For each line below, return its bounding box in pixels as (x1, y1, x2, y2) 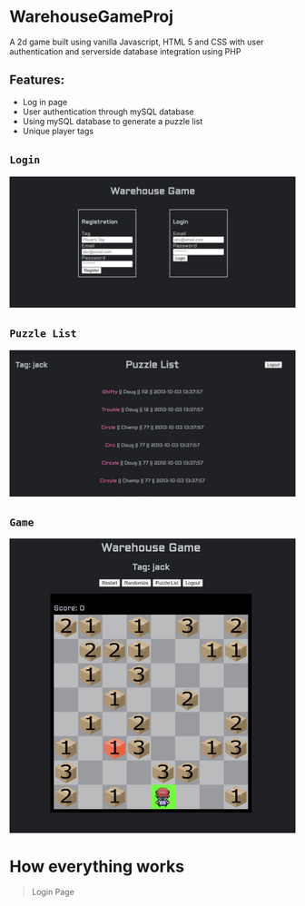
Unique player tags (22, 125, 93, 136)
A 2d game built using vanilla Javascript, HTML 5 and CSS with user (9, 36, 264, 47)
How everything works (9, 856, 184, 877)
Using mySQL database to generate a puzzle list (22, 115, 203, 126)
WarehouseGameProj (9, 6, 174, 27)
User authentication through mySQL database (22, 106, 194, 117)
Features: (9, 73, 65, 88)
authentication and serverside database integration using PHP (9, 45, 241, 56)
